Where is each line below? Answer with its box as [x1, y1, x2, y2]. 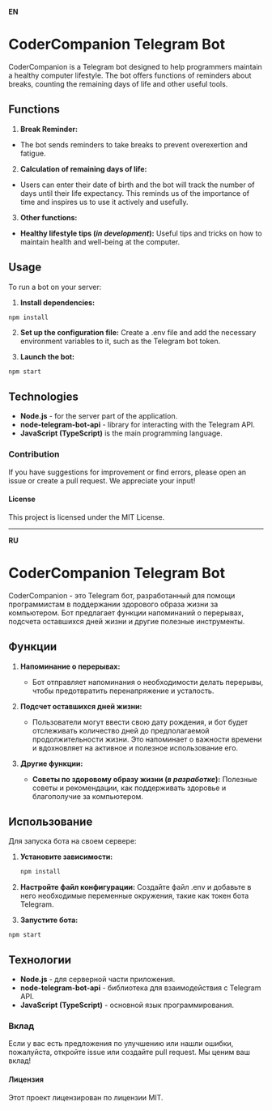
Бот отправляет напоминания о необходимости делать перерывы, [32, 677, 264, 687]
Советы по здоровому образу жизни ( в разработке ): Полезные [32, 774, 257, 784]
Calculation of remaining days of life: [19, 164, 147, 173]
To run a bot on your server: [8, 282, 102, 291]
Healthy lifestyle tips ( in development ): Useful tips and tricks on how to [19, 228, 262, 238]
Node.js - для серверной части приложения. [19, 975, 176, 984]
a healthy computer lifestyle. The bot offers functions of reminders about [8, 70, 252, 80]
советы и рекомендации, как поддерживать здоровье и [32, 783, 227, 793]
